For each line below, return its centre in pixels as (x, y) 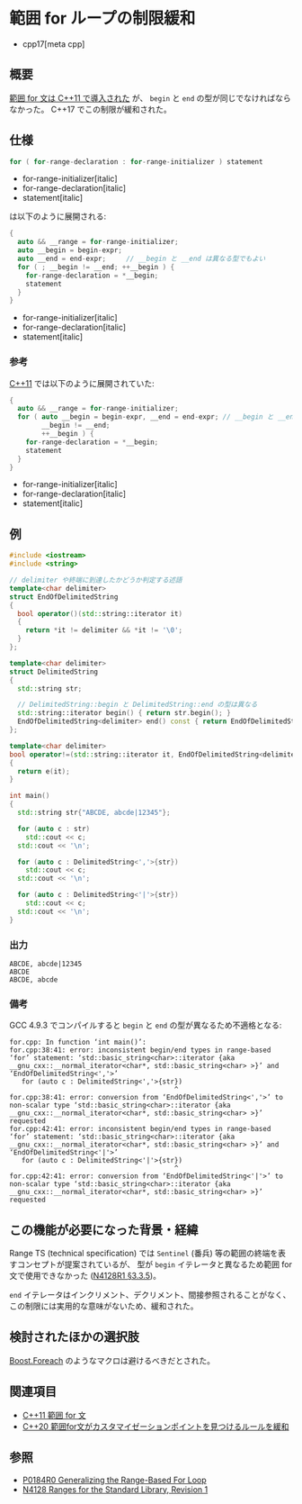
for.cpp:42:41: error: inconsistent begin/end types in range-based (140, 1129)
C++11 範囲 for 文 (54, 1415)
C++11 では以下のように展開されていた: (82, 383)
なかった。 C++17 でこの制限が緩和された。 (91, 109)
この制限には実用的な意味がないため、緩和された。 (104, 1306)
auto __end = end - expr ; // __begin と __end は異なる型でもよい (142, 259)
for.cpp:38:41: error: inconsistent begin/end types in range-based (140, 1050)
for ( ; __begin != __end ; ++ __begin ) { (96, 267)
